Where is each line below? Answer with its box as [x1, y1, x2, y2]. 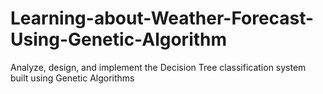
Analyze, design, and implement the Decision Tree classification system [10, 61, 307, 73]
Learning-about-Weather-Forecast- [10, 7, 315, 30]
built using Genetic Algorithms [10, 72, 135, 84]
